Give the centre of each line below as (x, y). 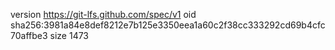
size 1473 (69, 35)
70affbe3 (29, 35)
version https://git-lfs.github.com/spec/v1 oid (103, 14)
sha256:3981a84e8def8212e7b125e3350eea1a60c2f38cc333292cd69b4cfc (168, 25)
